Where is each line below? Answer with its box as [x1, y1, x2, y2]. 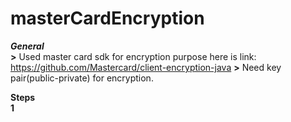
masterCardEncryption [10, 7, 205, 30]
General [10, 40, 45, 52]
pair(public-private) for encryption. [10, 72, 154, 84]
